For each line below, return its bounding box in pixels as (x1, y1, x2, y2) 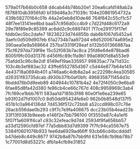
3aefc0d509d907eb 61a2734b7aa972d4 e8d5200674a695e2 (5, 36, 133, 43)
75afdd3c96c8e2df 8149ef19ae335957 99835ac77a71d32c (5, 58, 129, 64)
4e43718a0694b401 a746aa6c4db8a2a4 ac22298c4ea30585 (5, 69, 135, 75)
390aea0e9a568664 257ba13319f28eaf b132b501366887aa (5, 42, 131, 48)
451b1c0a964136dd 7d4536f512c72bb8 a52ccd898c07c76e (5, 101, 131, 107)
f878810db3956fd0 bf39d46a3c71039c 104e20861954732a (5, 10, 131, 16)
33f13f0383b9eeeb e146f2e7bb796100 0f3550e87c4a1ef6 (5, 112, 128, 118)
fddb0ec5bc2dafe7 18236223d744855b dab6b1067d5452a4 (5, 31, 132, 37)
